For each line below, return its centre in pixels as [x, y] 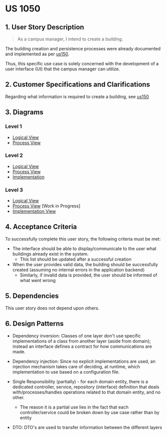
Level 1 [14, 127]
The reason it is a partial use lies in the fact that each [74, 407]
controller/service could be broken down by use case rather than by [89, 412]
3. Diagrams [24, 112]
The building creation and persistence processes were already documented [83, 49]
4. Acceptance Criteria [41, 227]
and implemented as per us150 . [37, 54]
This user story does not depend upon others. [52, 308]
